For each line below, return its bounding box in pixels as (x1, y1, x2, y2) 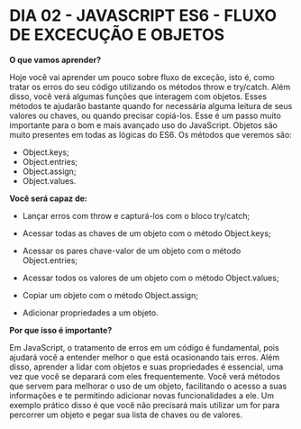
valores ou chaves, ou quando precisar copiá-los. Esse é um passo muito (9, 110, 281, 121)
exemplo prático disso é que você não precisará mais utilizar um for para (9, 399, 280, 410)
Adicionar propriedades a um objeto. (22, 307, 160, 318)
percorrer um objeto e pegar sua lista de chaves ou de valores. (9, 409, 243, 420)
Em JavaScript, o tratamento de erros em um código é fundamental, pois (9, 342, 279, 352)
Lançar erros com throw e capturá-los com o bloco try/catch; (22, 210, 251, 221)
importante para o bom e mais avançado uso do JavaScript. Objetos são (9, 119, 278, 131)
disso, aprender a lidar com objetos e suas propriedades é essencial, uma (9, 361, 284, 372)
